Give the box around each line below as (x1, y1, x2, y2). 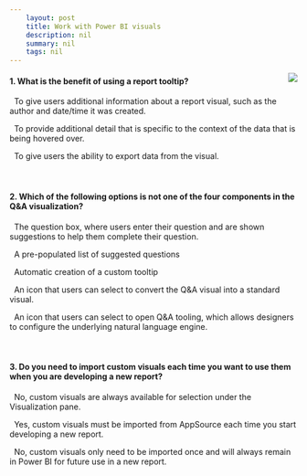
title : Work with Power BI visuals (26, 22, 162, 31)
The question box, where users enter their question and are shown (13, 221, 265, 232)
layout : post (26, 13, 76, 23)
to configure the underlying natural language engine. (9, 321, 208, 332)
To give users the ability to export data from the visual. (13, 151, 219, 162)
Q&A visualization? (9, 200, 84, 211)
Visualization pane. (9, 401, 81, 412)
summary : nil (26, 38, 76, 48)
